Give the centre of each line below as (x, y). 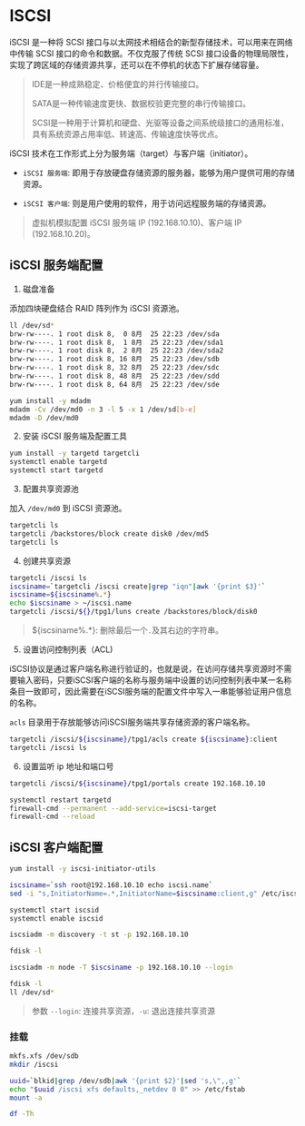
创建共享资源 (46, 560)
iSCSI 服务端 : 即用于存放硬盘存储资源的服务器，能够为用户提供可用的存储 (158, 173)
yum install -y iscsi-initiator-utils (83, 869)
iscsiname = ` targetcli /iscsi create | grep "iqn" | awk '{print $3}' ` (138, 587)
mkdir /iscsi (34, 1064)
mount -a (26, 1098)
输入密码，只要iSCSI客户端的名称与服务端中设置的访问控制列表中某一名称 (154, 680)
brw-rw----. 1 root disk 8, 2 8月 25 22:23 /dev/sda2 (117, 351)
